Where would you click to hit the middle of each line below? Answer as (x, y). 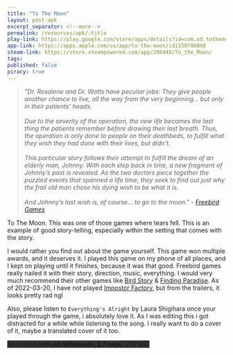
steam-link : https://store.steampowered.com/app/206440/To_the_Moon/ (110, 53)
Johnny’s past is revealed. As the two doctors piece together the (116, 172)
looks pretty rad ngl (35, 295)
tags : (15, 59)
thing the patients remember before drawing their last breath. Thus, (121, 128)
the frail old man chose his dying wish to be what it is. (101, 187)
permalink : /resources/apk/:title (57, 33)
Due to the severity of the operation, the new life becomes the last (119, 121)
